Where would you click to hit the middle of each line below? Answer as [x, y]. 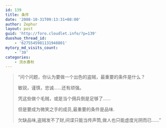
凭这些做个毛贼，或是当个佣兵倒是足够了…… [64, 99]
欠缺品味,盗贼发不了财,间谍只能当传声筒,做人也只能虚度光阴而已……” [89, 120]
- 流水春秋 [25, 62]
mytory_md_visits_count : [32, 48]
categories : [18, 57]
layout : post [19, 29]
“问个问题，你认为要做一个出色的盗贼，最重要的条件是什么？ [81, 77]
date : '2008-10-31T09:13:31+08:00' [43, 19]
